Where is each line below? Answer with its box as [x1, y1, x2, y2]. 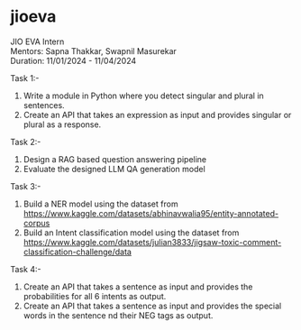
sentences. [23, 99, 66, 110]
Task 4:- [10, 263, 41, 274]
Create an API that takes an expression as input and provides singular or [23, 109, 292, 120]
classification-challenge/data [23, 246, 132, 257]
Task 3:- [10, 180, 41, 191]
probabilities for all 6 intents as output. [23, 290, 167, 301]
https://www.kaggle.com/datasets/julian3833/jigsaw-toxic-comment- [23, 236, 282, 247]
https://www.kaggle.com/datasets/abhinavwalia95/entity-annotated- [23, 207, 278, 218]
